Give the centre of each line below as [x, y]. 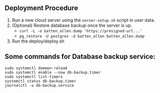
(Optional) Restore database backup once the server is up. [72, 25]
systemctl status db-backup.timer [41, 81]
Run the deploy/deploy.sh [38, 41]
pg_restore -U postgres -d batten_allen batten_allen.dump [82, 36]
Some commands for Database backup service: [80, 57]
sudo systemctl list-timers [34, 77]
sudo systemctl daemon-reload [36, 68]
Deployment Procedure [41, 8]
